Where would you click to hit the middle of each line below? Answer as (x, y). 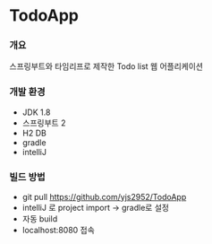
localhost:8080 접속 (59, 231)
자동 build (40, 219)
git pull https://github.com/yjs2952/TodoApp (104, 197)
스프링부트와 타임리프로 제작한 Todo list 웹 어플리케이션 (106, 66)
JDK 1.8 (36, 112)
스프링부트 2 (44, 123)
